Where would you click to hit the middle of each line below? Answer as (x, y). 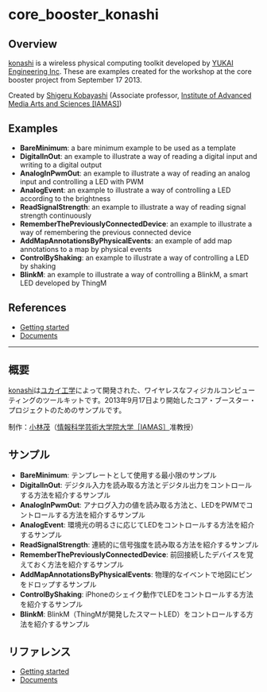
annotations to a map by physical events (86, 249)
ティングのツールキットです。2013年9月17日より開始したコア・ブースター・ (132, 400)
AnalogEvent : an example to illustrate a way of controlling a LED (125, 190)
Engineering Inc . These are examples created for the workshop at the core (130, 72)
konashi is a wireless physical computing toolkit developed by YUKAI (121, 63)
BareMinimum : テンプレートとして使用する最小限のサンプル (118, 475)
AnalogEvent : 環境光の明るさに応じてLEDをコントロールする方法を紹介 (137, 525)
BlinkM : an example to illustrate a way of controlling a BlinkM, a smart (134, 274)
